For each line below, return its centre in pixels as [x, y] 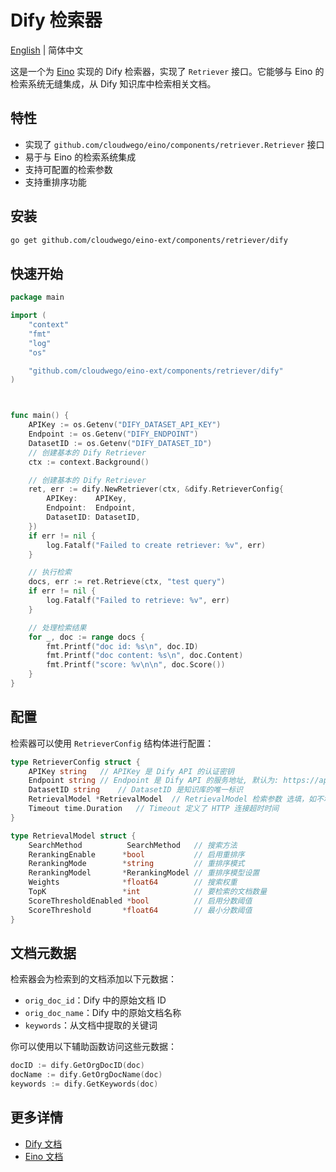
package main [37, 297]
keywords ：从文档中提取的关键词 [91, 1025]
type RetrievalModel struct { [73, 836]
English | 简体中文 [47, 50]
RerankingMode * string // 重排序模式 [136, 864]
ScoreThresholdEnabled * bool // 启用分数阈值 [140, 901]
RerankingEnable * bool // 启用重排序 [136, 854]
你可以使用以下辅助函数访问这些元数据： [93, 1047]
